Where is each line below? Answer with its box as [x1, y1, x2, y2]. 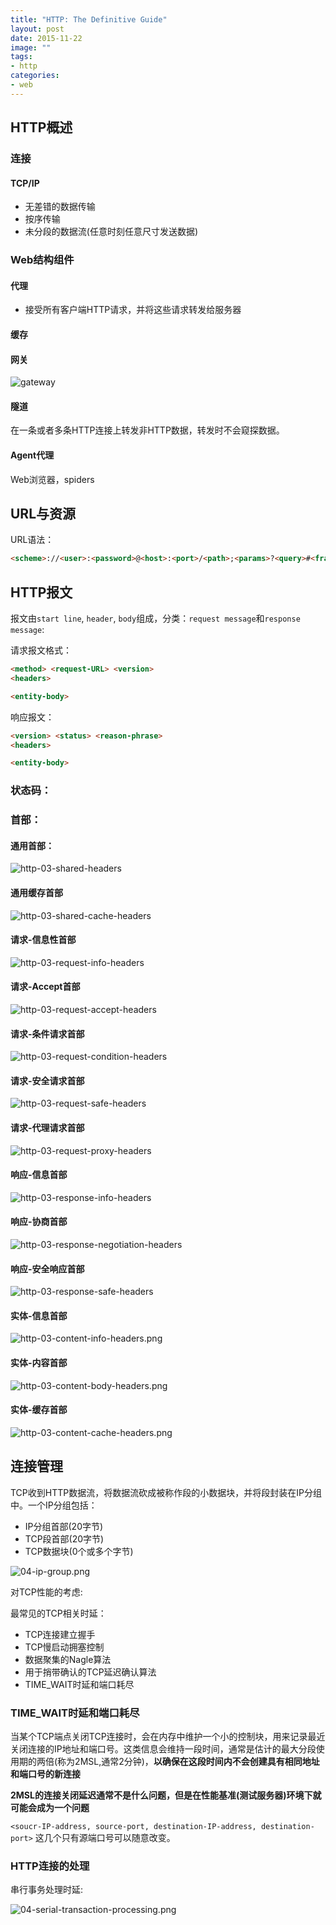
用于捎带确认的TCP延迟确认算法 [24, 1666, 157, 1678]
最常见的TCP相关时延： [10, 1607, 107, 1619]
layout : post [10, 24, 65, 34]
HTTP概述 [10, 119, 73, 136]
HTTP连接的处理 [10, 1859, 90, 1873]
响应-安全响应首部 [10, 1262, 85, 1275]
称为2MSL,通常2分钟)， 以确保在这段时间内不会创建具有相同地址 [57, 1755, 320, 1767]
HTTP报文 [10, 584, 73, 601]
